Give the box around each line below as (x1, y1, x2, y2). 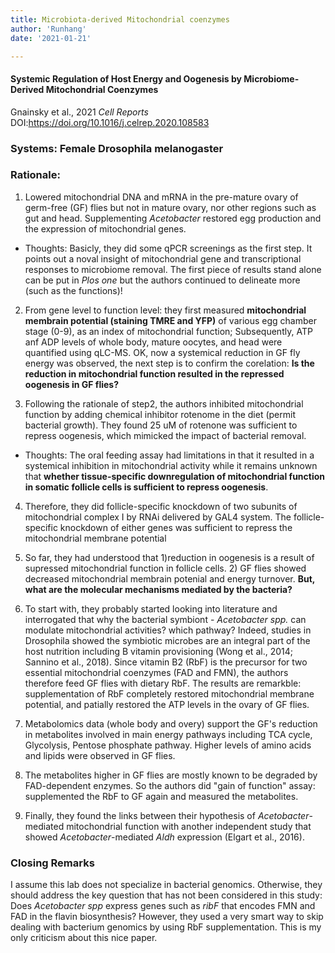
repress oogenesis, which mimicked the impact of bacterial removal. (24, 429, 307, 441)
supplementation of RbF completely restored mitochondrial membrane (24, 687, 315, 700)
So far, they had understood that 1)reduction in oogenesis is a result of (24, 551, 315, 563)
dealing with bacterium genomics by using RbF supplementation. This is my (10, 921, 322, 933)
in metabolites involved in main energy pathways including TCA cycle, (24, 728, 313, 740)
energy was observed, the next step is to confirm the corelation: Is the (24, 357, 315, 369)
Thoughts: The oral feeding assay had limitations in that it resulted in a (24, 449, 315, 461)
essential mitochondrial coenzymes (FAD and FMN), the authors (24, 666, 289, 678)
